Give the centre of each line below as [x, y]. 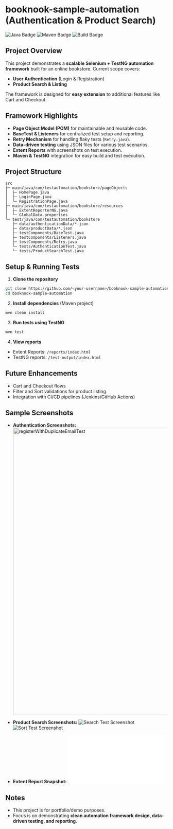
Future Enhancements [42, 373]
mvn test [15, 332]
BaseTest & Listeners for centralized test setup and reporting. [79, 134]
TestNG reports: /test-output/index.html [57, 357]
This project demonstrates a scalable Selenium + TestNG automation [80, 63]
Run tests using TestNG [39, 322]
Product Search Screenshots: [45, 722]
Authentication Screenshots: [44, 425]
